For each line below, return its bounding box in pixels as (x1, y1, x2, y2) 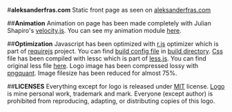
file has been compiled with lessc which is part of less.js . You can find (7, 54, 207, 63)
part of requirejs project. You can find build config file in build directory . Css (7, 47, 223, 55)
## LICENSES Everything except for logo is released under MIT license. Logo (7, 82, 225, 90)
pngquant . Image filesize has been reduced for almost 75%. (7, 69, 177, 77)
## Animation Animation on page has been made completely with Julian (7, 19, 212, 27)
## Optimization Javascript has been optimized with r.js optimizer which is (7, 40, 219, 47)
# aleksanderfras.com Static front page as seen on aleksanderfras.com (7, 6, 211, 14)
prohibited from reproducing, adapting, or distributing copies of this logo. (7, 97, 215, 105)
